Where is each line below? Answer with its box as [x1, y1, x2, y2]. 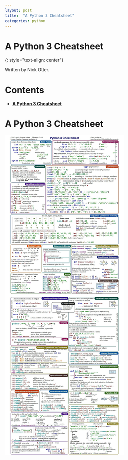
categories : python [5, 18, 46, 23]
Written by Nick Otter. [5, 67, 50, 73]
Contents [5, 84, 45, 96]
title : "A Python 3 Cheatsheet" [5, 13, 75, 18]
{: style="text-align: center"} [5, 57, 64, 63]
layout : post [5, 8, 32, 13]
